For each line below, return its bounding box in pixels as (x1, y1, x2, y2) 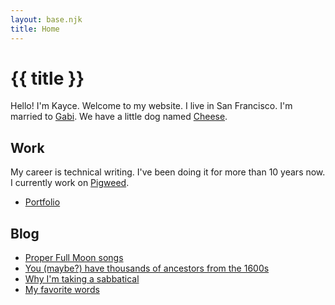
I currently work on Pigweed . (10, 177, 130, 189)
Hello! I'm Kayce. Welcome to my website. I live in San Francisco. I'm (10, 100, 293, 112)
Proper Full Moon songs (24, 252, 124, 264)
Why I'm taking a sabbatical (24, 273, 140, 285)
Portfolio (24, 196, 61, 208)
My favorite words (24, 284, 100, 296)
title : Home (10, 24, 60, 34)
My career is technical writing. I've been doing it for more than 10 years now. (10, 166, 326, 178)
